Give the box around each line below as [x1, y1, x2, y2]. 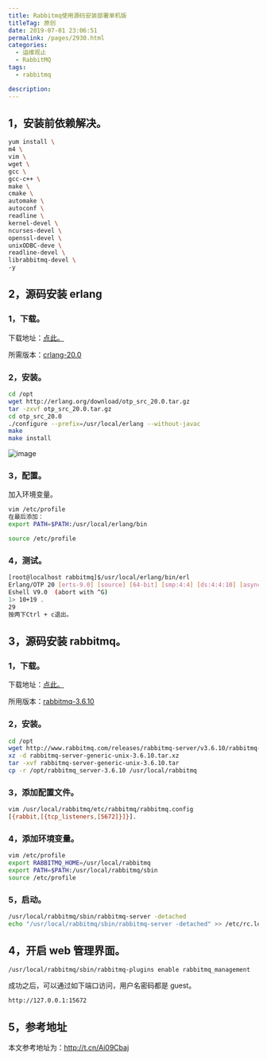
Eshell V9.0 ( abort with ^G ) [8, 589, 109, 597]
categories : [8, 41, 48, 49]
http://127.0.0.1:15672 [8, 996, 87, 1005]
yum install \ [8, 138, 56, 146]
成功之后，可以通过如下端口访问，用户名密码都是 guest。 [8, 981, 196, 990]
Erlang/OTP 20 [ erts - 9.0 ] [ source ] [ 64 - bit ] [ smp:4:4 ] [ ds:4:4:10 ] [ [8, 581, 244, 589]
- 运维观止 [15, 48, 47, 56]
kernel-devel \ [8, 219, 59, 227]
